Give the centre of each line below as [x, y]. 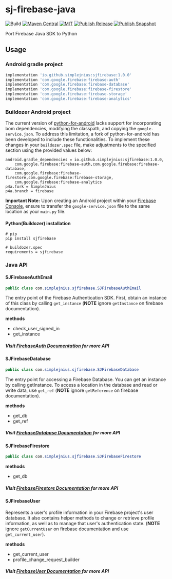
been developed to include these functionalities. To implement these [78, 139]
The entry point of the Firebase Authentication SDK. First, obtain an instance [86, 298]
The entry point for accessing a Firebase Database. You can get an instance [86, 379]
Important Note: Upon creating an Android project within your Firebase [81, 201]
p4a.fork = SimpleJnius [31, 187]
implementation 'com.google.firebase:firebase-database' [68, 85]
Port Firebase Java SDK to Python [41, 33]
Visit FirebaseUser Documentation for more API [57, 571]
